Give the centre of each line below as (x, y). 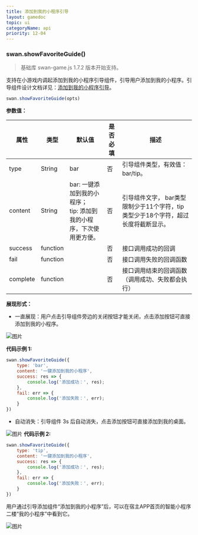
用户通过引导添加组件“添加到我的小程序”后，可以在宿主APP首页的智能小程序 (99, 506)
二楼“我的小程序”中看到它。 (39, 514)
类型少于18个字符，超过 (155, 216)
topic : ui (18, 22)
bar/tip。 (134, 173)
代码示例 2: (37, 434)
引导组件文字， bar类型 (154, 198)
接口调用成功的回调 (148, 249)
